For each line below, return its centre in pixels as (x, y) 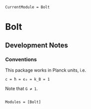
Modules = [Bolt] (23, 102)
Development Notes (37, 45)
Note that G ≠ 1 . (22, 88)
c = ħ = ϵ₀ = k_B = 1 (28, 79)
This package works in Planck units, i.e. (45, 70)
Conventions (21, 59)
